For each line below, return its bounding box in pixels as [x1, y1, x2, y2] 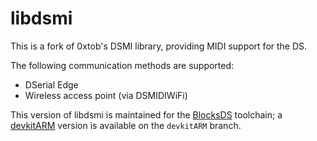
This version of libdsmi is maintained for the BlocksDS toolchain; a [10, 108, 283, 121]
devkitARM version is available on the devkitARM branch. [10, 119, 242, 131]
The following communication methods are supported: [10, 59, 235, 71]
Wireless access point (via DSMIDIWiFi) [24, 89, 188, 101]
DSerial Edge [24, 78, 79, 91]
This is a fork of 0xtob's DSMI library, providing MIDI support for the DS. [10, 40, 308, 52]
